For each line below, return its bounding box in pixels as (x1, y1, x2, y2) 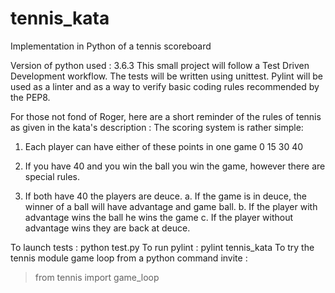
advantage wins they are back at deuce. (24, 222, 191, 234)
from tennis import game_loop (34, 271, 160, 283)
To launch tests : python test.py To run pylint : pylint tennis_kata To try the (10, 241, 315, 253)
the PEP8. (10, 91, 51, 103)
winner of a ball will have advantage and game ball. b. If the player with (24, 200, 318, 212)
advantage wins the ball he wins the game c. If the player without (24, 211, 294, 223)
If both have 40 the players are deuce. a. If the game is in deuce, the (24, 190, 307, 202)
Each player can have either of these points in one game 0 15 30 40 (24, 140, 304, 152)
